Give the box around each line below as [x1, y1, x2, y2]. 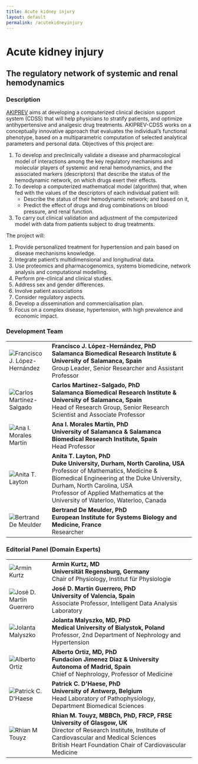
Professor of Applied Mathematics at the [52, 488, 164, 497]
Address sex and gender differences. [14, 281, 105, 288]
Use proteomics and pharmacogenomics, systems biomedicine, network [14, 262, 191, 269]
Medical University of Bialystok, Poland [52, 623, 165, 632]
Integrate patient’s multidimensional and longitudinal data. [14, 256, 155, 263]
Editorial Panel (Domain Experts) [6, 546, 101, 554]
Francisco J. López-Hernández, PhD [52, 342, 156, 350]
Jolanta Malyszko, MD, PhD [52, 616, 131, 624]
